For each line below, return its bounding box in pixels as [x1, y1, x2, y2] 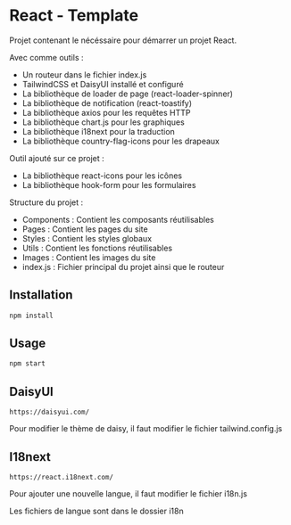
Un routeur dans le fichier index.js [21, 69, 147, 80]
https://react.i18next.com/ [9, 472, 114, 481]
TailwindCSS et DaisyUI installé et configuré [21, 78, 185, 89]
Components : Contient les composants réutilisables [21, 214, 214, 225]
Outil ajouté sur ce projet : [9, 152, 104, 163]
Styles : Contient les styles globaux [21, 233, 153, 243]
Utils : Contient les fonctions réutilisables [21, 242, 172, 253]
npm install [9, 311, 54, 320]
